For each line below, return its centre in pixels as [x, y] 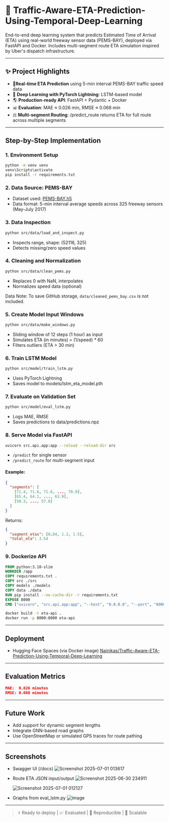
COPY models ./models [28, 586]
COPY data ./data [23, 590]
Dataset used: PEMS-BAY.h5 [42, 199]
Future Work [25, 713]
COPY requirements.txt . [31, 576]
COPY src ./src [21, 581]
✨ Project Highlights [37, 72]
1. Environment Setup [32, 155]
